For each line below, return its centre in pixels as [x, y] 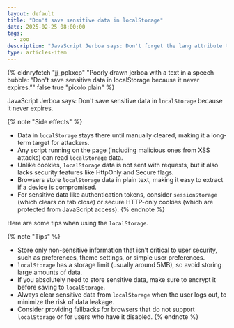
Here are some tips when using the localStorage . [78, 223]
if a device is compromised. [57, 187]
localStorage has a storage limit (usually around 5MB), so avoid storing [119, 264]
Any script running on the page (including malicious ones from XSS [114, 150]
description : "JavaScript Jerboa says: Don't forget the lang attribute [115, 46]
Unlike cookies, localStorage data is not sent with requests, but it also [118, 165]
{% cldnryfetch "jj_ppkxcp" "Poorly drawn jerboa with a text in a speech [111, 72]
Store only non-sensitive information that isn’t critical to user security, [117, 250]
